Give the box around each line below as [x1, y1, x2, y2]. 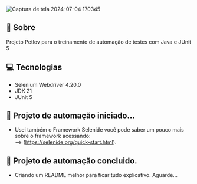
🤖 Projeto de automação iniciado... [6, 111, 135, 121]
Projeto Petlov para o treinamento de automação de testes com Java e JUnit [6, 38, 192, 45]
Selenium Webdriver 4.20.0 [14, 81, 81, 88]
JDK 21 [14, 87, 32, 94]
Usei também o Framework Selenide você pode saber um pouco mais [14, 126, 184, 133]
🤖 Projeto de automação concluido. [6, 156, 137, 166]
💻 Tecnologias [6, 63, 63, 73]
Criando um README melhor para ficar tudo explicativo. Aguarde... [14, 172, 178, 179]
